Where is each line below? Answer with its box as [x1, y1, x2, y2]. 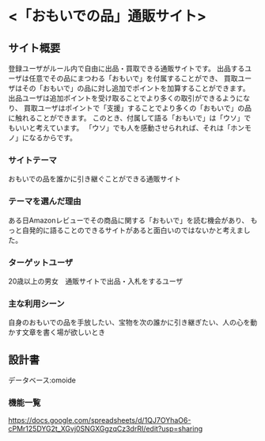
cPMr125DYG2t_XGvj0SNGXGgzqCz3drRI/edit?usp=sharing [8, 424, 203, 434]
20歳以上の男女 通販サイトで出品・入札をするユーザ [8, 276, 184, 286]
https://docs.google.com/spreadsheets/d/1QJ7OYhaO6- [8, 416, 191, 425]
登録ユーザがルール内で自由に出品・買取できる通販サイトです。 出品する [8, 64, 245, 73]
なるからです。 [28, 133, 78, 143]
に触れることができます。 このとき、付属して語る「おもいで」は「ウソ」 [8, 113, 244, 123]
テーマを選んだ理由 [8, 196, 81, 207]
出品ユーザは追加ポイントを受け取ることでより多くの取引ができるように [8, 93, 244, 103]
